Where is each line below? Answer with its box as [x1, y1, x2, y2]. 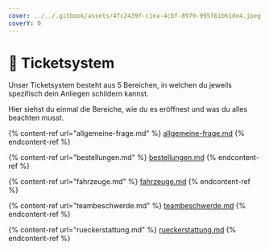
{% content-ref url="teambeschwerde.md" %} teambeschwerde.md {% [8, 201, 246, 211]
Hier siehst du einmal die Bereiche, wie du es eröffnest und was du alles [8, 105, 248, 114]
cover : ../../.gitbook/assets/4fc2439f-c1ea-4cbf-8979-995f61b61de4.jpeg [8, 11, 262, 20]
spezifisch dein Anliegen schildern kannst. [8, 89, 149, 99]
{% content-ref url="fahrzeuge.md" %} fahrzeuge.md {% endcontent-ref [8, 177, 251, 186]
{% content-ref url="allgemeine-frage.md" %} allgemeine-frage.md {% [8, 129, 245, 138]
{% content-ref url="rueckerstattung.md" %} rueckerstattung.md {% [8, 225, 237, 235]
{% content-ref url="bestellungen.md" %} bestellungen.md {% [8, 153, 217, 162]
